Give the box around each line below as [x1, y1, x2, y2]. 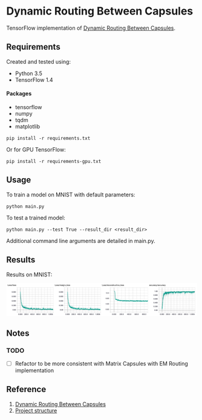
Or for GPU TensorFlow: [6, 145, 66, 153]
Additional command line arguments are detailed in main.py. [6, 237, 155, 244]
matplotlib [15, 122, 41, 130]
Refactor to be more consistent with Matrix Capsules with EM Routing [15, 359, 189, 367]
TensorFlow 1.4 [15, 76, 53, 83]
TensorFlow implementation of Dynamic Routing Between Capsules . [6, 24, 176, 32]
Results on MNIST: [6, 271, 53, 278]
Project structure [15, 407, 57, 414]
